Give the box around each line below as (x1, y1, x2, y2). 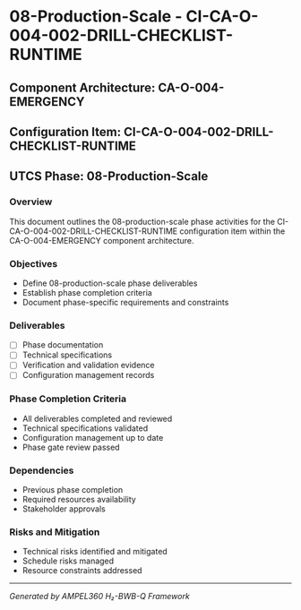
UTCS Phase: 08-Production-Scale (9, 168, 209, 185)
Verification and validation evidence (21, 360, 155, 371)
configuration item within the (178, 226, 286, 236)
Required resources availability (21, 494, 136, 505)
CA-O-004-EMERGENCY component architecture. (9, 235, 194, 245)
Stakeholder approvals (21, 503, 106, 514)
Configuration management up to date (21, 432, 164, 442)
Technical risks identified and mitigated (21, 546, 168, 557)
